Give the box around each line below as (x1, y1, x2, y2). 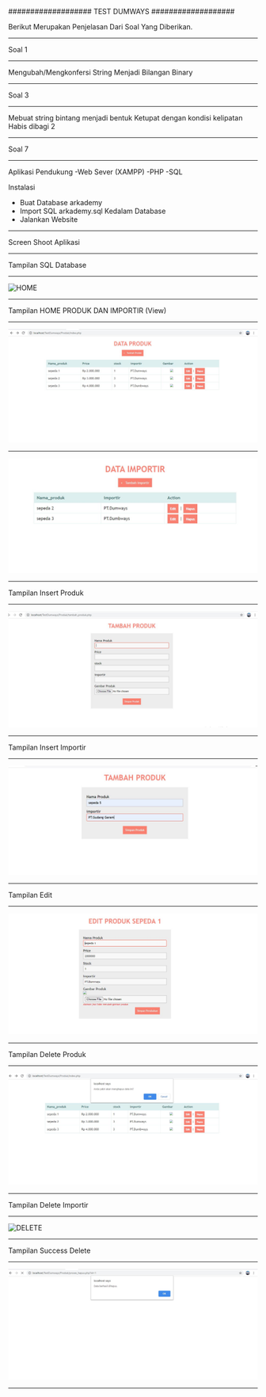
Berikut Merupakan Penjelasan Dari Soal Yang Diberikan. (8, 22, 193, 31)
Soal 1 (8, 45, 28, 54)
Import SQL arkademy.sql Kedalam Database (19, 206, 166, 216)
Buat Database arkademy (19, 198, 103, 207)
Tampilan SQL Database (8, 261, 87, 269)
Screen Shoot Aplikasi (8, 238, 81, 246)
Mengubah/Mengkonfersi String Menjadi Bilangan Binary (8, 67, 193, 77)
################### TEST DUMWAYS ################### (8, 7, 235, 16)
